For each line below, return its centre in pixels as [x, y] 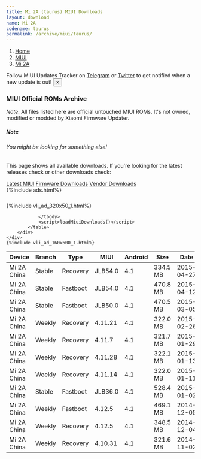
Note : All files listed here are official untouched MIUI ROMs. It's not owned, [98, 112]
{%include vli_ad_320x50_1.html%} [49, 206]
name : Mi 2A [21, 23]
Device [19, 257]
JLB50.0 [107, 305]
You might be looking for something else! [57, 147]
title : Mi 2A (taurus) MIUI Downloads [54, 12]
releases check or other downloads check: [59, 172]
